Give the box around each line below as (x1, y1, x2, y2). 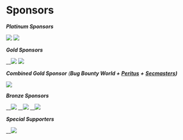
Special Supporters (6, 115, 54, 122)
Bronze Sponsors (6, 92, 49, 99)
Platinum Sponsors (6, 23, 54, 30)
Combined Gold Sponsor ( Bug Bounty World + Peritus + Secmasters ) (6, 70, 178, 77)
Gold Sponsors (6, 46, 43, 53)
